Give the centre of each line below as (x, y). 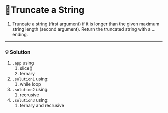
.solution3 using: (30, 100)
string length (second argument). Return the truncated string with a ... (84, 29)
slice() (26, 68)
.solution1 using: (30, 79)
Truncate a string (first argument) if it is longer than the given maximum (86, 24)
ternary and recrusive (42, 105)
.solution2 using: (30, 90)
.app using (23, 63)
